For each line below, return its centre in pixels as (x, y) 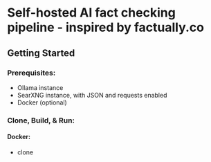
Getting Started (41, 53)
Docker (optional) (42, 102)
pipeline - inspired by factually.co (105, 27)
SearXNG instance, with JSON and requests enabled (92, 95)
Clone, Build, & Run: (41, 120)
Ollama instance (40, 87)
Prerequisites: (31, 73)
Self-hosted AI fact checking (92, 13)
